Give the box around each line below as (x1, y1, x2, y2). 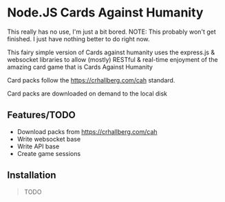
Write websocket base (17, 135, 81, 143)
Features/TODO (7, 109, 76, 121)
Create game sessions (17, 149, 81, 157)
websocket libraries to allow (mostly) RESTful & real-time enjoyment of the (7, 55, 218, 63)
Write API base (17, 142, 60, 150)
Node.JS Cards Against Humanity (7, 5, 204, 21)
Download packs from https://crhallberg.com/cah (17, 127, 158, 135)
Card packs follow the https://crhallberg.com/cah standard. (7, 76, 175, 84)
